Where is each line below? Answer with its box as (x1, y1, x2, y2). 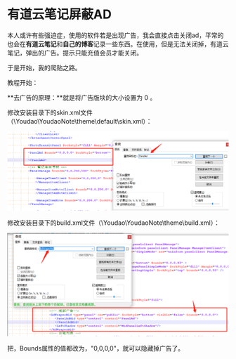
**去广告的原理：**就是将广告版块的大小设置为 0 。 (7, 93, 157, 102)
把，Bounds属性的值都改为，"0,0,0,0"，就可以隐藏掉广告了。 (7, 344, 185, 352)
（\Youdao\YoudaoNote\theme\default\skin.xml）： (7, 117, 152, 125)
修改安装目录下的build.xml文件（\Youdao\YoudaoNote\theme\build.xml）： (7, 218, 220, 227)
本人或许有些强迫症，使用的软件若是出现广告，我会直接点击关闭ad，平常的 (7, 31, 224, 39)
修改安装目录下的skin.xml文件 (7, 108, 93, 117)
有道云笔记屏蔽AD (7, 6, 112, 22)
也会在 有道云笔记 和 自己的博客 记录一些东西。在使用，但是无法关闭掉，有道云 (7, 39, 229, 48)
